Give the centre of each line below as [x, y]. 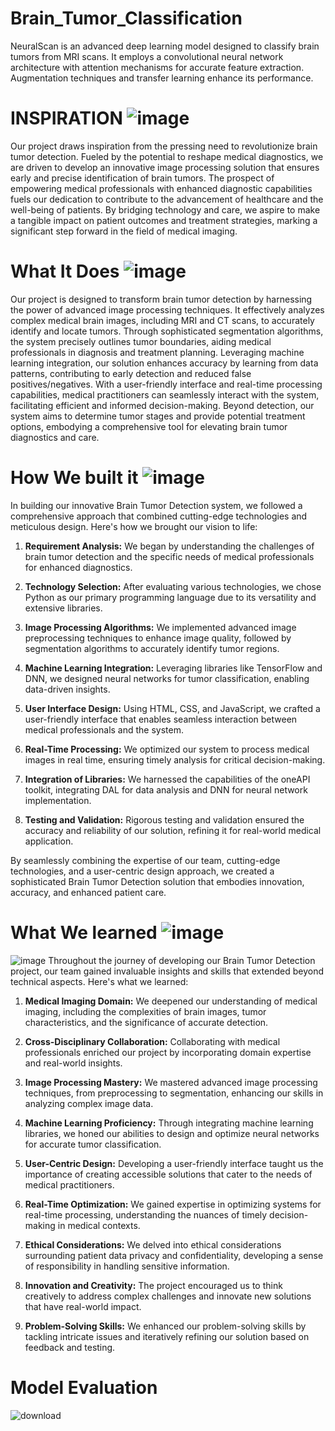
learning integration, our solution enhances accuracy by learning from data [164, 363]
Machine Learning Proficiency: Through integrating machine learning [169, 1123]
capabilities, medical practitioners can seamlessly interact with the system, [165, 394]
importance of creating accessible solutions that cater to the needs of [168, 1174]
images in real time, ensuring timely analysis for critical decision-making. [175, 759]
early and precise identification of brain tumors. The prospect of [142, 178]
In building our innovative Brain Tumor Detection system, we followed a [156, 505]
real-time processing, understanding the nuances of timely [146, 1214]
